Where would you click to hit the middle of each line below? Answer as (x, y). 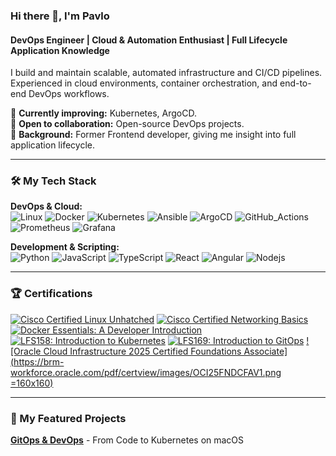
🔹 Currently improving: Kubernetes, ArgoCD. (103, 113)
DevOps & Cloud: (46, 206)
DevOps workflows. (69, 94)
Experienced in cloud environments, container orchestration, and (144, 83)
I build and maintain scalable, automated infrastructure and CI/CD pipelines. (166, 73)
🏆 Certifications (51, 294)
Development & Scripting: (65, 247)
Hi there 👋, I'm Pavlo (60, 16)
